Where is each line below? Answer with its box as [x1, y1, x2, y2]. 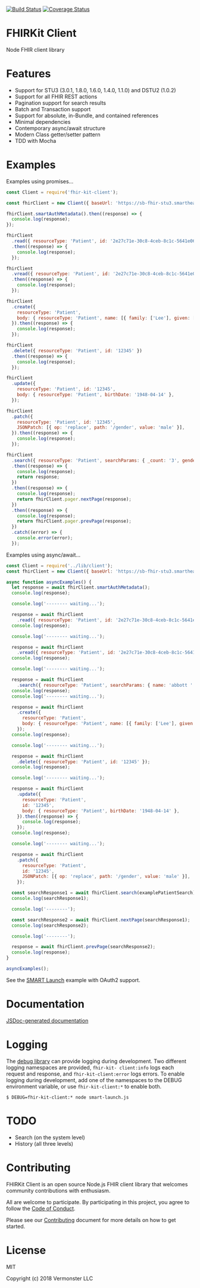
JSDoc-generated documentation [6, 1017, 89, 1024]
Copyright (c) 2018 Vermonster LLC [6, 1274, 93, 1282]
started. [6, 1223, 26, 1230]
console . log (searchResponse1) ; [11, 896, 89, 902]
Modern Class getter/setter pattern [14, 131, 101, 138]
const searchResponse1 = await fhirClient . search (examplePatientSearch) [11, 890, 196, 896]
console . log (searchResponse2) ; [11, 923, 89, 929]
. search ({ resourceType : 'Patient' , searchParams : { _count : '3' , [11, 457, 180, 464]
